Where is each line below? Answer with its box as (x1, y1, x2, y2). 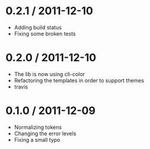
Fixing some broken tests (14, 30, 76, 37)
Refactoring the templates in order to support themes (14, 77, 145, 84)
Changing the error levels (14, 129, 76, 137)
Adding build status (14, 24, 62, 31)
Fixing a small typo (14, 136, 60, 143)
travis (14, 83, 28, 90)
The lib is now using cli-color (14, 70, 85, 78)
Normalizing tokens (14, 123, 62, 131)
